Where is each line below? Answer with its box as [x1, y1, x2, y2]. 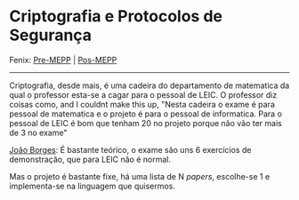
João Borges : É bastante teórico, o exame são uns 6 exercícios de [9, 144, 252, 155]
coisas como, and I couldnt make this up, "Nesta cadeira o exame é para [9, 99, 276, 109]
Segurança [9, 25, 92, 45]
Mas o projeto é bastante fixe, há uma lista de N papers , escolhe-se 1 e [9, 171, 271, 181]
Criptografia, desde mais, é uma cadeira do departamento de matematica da [9, 80, 290, 91]
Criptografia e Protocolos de [9, 6, 222, 27]
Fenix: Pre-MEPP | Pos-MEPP [9, 54, 117, 65]
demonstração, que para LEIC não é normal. [9, 154, 172, 164]
